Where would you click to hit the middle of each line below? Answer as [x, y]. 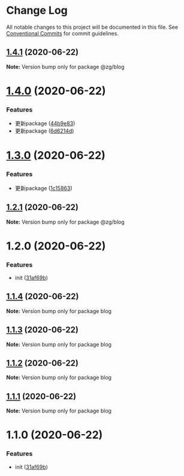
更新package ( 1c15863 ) [44, 188]
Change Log [37, 10]
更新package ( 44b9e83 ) [45, 123]
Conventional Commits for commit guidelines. [62, 33]
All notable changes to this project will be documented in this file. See [92, 27]
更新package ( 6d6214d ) [44, 131]
